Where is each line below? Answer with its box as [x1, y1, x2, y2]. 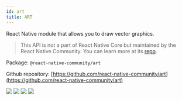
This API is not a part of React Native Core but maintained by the [20, 42, 177, 49]
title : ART [6, 14, 33, 20]
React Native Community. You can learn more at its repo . [20, 47, 157, 54]
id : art [6, 8, 25, 15]
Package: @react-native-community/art [6, 59, 101, 66]
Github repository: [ [6, 70, 53, 77]
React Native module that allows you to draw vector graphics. [6, 30, 154, 37]
